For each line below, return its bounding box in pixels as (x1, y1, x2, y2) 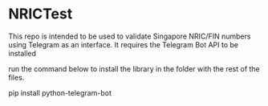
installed (8, 48, 37, 58)
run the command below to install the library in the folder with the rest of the (8, 63, 261, 73)
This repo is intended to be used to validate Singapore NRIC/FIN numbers (8, 31, 251, 41)
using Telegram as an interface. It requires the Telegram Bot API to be (8, 39, 239, 49)
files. (8, 72, 25, 82)
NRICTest (8, 5, 73, 23)
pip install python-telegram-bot (8, 88, 112, 97)
